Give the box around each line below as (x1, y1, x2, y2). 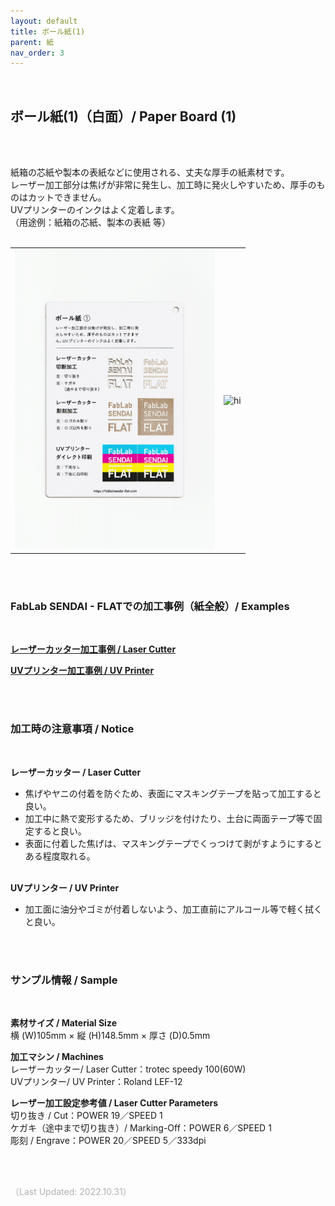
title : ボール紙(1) (10, 26, 86, 37)
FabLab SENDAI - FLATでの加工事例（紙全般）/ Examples (10, 600, 290, 613)
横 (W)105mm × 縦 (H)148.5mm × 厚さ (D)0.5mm (10, 1029, 211, 1041)
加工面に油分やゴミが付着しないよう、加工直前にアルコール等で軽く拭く (24, 903, 323, 915)
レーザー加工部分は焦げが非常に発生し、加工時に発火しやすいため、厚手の (10, 179, 317, 191)
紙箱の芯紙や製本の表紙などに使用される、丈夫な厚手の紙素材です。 (10, 166, 290, 179)
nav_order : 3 (10, 48, 65, 58)
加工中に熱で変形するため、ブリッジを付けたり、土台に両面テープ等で (24, 812, 314, 824)
